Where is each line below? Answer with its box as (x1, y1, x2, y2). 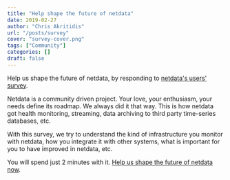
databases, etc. (7, 117, 52, 125)
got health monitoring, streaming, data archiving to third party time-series (7, 109, 216, 117)
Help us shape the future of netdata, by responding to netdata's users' (7, 74, 207, 82)
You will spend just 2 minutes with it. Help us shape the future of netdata (7, 158, 213, 166)
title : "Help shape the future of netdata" (7, 10, 134, 17)
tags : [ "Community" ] (7, 42, 67, 49)
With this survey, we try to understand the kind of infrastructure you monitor (7, 130, 224, 138)
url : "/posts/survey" (7, 29, 70, 37)
